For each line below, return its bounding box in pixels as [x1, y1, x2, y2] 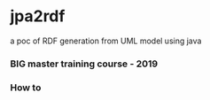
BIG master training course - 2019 [10, 58, 159, 70]
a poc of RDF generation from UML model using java [10, 35, 202, 46]
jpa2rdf [10, 6, 66, 27]
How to [10, 81, 42, 94]
